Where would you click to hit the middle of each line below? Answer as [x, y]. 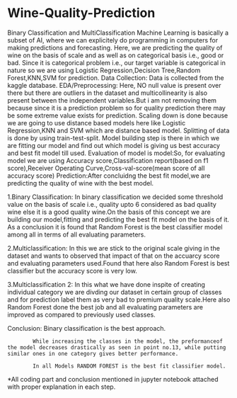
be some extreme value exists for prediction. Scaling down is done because [118, 115]
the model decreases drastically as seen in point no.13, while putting [117, 347]
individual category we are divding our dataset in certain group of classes [115, 292]
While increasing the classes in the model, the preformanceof [128, 341]
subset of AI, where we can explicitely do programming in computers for [112, 40]
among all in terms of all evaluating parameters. [77, 234]
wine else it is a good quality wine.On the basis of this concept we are [109, 212]
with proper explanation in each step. [62, 387]
